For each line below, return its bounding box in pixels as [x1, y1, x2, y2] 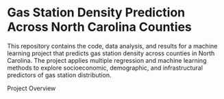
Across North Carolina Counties [7, 19, 192, 35]
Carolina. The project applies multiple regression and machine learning [7, 56, 207, 64]
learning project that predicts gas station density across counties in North [7, 49, 215, 57]
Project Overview [7, 84, 56, 92]
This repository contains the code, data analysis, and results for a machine [7, 42, 218, 50]
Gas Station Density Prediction [7, 5, 186, 20]
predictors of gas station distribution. [7, 70, 112, 79]
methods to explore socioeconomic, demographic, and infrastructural [7, 63, 203, 72]
